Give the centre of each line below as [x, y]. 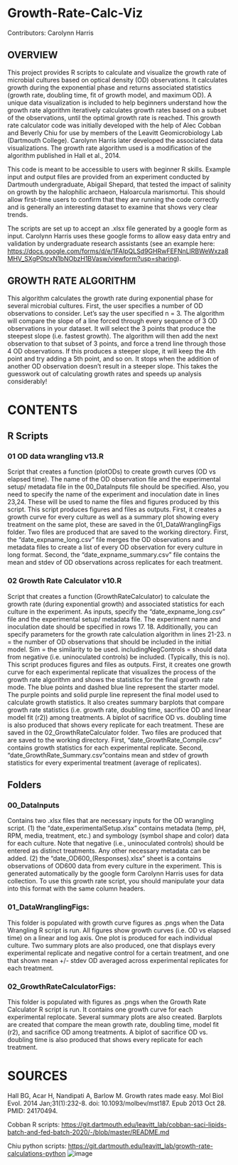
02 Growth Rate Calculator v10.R [65, 581]
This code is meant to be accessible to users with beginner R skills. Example [119, 169]
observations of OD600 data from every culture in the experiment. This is [115, 866]
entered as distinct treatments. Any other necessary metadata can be [109, 851]
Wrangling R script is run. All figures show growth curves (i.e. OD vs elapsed [119, 930]
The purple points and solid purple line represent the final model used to [113, 694]
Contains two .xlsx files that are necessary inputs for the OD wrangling [111, 821]
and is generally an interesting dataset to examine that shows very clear [113, 207]
